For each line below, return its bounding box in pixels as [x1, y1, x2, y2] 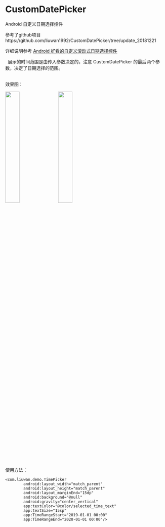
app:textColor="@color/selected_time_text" [23, 503, 116, 509]
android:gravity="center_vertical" [23, 499, 99, 504]
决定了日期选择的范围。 [14, 65, 63, 71]
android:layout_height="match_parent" [23, 485, 105, 491]
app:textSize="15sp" [23, 508, 67, 513]
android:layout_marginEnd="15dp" [23, 490, 94, 495]
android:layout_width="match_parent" [23, 481, 103, 486]
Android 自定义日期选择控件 [5, 21, 63, 27]
